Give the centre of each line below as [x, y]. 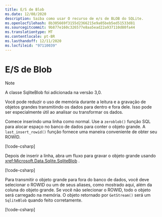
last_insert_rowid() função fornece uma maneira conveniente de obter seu [81, 132]
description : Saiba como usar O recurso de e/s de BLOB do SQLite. [74, 18]
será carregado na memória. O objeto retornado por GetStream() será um [78, 195]
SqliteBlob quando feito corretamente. [44, 200]
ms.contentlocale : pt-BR [30, 37]
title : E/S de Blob [25, 9]
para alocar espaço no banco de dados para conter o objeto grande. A [75, 126]
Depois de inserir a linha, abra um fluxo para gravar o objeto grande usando [81, 155]
